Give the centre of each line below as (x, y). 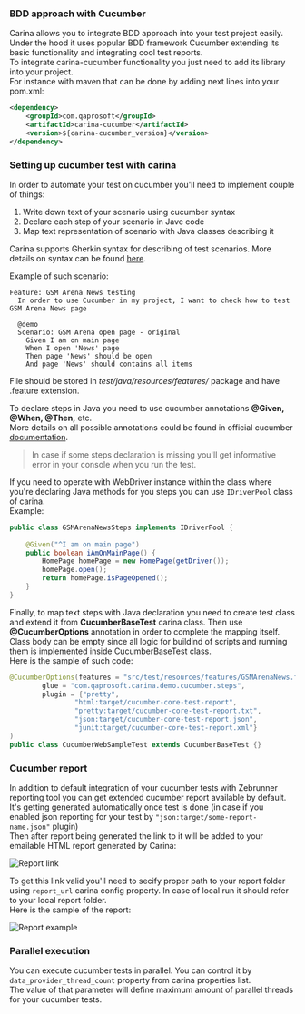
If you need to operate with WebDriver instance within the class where (141, 482)
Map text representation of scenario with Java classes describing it (148, 231)
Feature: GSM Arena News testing (73, 292)
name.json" (30, 827)
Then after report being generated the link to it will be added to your (137, 836)
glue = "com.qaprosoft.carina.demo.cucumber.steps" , (144, 685)
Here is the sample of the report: (70, 910)
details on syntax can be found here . (78, 258)
